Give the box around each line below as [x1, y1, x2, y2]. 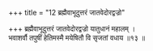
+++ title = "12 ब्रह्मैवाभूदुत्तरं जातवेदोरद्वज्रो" [8, 8, 125, 17]
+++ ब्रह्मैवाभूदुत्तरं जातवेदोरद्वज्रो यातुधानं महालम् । [8, 24, 136, 33]
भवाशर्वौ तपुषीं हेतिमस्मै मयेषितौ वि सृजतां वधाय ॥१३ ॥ [8, 33, 146, 42]
